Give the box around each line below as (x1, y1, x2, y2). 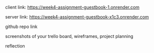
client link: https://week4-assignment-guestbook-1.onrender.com (5, 4, 139, 10)
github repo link (5, 23, 38, 29)
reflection (5, 43, 25, 49)
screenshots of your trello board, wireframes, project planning (5, 33, 134, 39)
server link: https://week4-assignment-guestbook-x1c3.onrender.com (5, 14, 149, 19)
